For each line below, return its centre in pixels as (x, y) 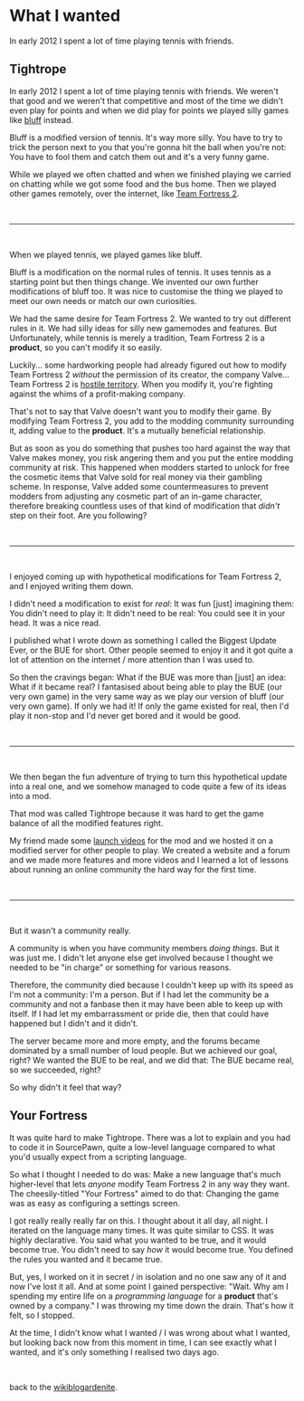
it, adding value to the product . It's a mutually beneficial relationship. (138, 430)
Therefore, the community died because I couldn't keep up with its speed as (152, 985)
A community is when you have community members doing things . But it (144, 948)
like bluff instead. (42, 119)
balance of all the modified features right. (86, 823)
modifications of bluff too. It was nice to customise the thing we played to (146, 291)
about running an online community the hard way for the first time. (133, 869)
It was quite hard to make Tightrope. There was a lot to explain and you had (150, 1138)
